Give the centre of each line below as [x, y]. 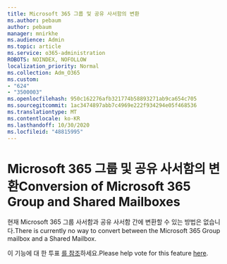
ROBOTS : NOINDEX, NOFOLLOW [47, 60]
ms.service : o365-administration [56, 54]
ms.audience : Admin [36, 40]
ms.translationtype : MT [42, 112]
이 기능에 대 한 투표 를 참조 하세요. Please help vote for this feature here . [108, 253]
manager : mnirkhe [33, 33]
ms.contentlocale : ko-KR [44, 118]
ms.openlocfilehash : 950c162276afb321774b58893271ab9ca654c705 [102, 99]
